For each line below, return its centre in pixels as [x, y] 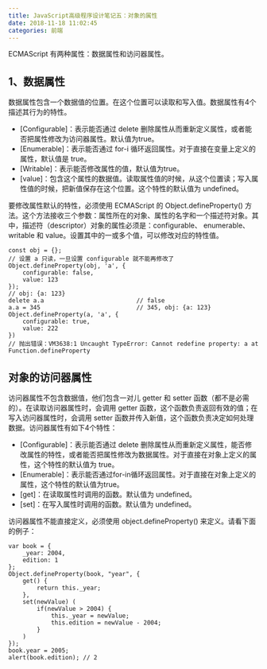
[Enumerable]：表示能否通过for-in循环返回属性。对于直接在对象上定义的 [138, 475]
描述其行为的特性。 [40, 112]
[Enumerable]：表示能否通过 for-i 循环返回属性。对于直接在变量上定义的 [138, 149]
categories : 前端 [36, 30]
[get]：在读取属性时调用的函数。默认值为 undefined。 [108, 494]
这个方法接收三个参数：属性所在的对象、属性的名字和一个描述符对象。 [137, 216]
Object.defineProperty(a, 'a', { [64, 315]
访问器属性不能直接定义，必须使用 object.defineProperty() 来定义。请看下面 [132, 521]
